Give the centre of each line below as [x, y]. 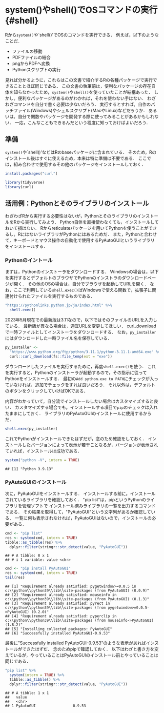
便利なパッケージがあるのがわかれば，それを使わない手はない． [82, 98]
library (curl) [20, 187]
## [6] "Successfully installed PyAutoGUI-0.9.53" [58, 634]
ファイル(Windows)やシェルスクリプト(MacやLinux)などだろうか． [80, 110]
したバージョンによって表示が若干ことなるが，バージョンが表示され [90, 445]
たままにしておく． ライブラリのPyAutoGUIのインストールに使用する [74, 413]
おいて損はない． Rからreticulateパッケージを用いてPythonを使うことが [77, 228]
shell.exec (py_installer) [31, 429]
